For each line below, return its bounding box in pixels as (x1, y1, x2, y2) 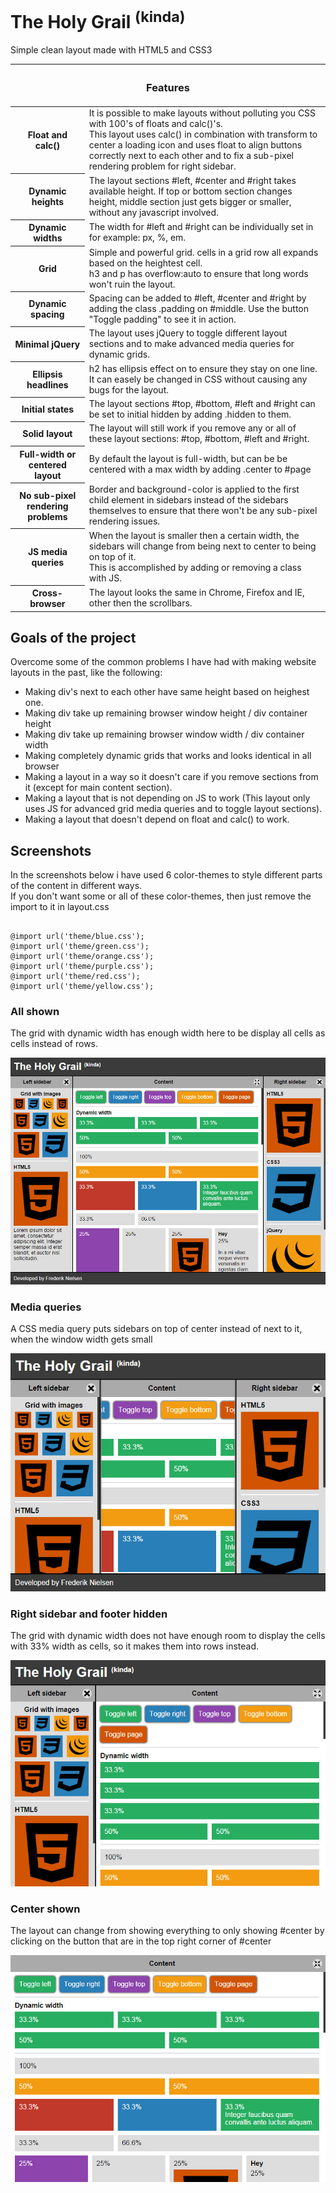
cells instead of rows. (10, 1038, 99, 1050)
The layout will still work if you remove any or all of (88, 422, 297, 434)
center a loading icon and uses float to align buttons (88, 139, 303, 151)
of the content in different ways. (10, 880, 143, 892)
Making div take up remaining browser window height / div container (24, 707, 308, 719)
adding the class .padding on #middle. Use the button (88, 303, 310, 315)
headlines (26, 378, 69, 391)
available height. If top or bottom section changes (88, 185, 293, 197)
